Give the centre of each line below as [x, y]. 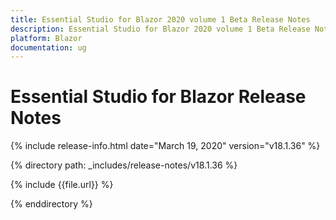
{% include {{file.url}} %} [62, 185]
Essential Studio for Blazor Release [158, 97]
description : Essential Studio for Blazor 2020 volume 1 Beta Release [160, 29]
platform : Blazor [46, 38]
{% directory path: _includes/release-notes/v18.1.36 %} [124, 165]
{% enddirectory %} [51, 204]
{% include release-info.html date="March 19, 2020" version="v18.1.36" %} [165, 146]
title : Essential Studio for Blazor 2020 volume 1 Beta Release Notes [160, 19]
